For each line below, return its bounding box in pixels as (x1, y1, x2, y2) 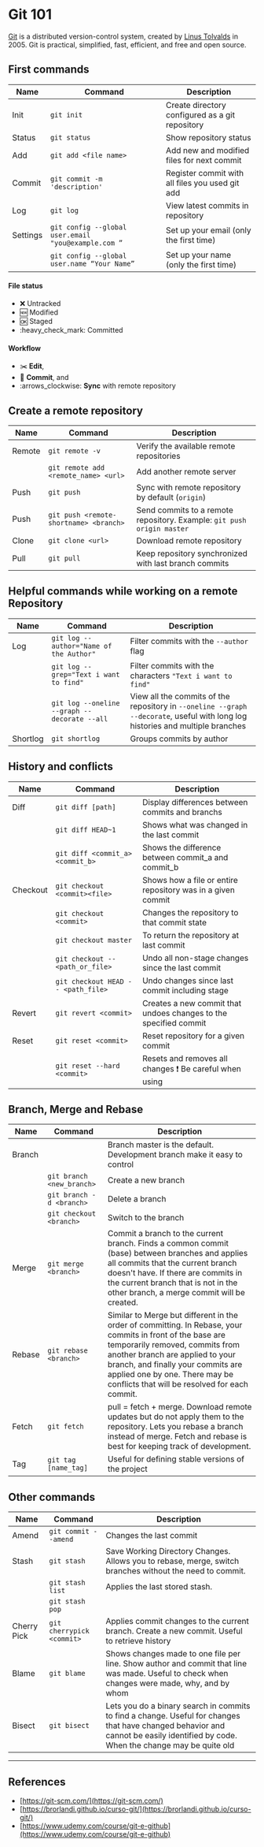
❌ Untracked (19, 298, 61, 308)
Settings (12, 229, 43, 240)
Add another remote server (136, 466, 236, 477)
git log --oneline (51, 698, 120, 707)
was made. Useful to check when (105, 1668, 229, 1679)
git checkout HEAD (55, 977, 124, 986)
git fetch (47, 1422, 84, 1432)
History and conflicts (8, 760, 114, 773)
